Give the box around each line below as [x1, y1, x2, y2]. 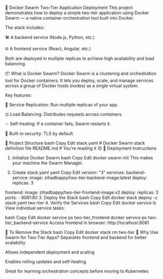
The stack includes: [5, 25, 45, 30]
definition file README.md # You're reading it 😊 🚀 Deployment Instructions [5, 145, 157, 151]
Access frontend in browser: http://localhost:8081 [49, 220, 149, 226]
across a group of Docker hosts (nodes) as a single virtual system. [5, 83, 139, 88]
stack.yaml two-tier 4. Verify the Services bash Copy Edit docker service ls [5, 200, 157, 205]
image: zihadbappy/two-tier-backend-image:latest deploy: [29, 175, 148, 180]
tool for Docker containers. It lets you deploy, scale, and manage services [5, 77, 154, 83]
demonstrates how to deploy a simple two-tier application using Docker [5, 10, 149, 16]
